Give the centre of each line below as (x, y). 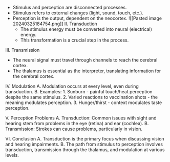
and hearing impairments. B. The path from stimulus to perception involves (84, 144)
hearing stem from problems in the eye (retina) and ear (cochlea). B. (77, 123)
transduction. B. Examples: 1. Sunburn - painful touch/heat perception (79, 92)
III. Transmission (23, 50)
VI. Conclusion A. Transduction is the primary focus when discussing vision (85, 139)
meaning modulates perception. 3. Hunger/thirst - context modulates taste (84, 103)
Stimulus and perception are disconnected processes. (70, 7)
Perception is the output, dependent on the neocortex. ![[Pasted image (87, 18)
